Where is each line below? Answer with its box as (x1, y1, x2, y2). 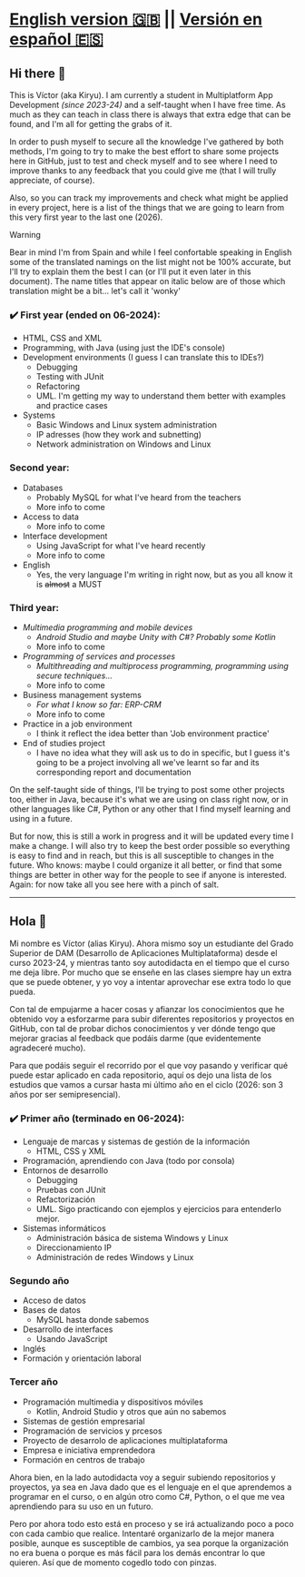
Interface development (22, 530, 108, 541)
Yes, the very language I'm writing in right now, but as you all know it (35, 568, 293, 580)
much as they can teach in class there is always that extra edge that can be (9, 109, 291, 120)
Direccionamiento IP (35, 1242, 112, 1253)
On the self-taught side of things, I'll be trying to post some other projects (9, 784, 285, 794)
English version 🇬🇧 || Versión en (9, 9, 263, 30)
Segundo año (9, 1274, 70, 1286)
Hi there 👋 (9, 65, 66, 81)
